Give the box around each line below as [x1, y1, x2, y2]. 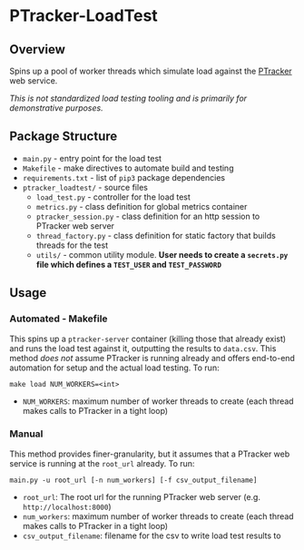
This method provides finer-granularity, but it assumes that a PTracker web [9, 448, 290, 459]
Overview [9, 42, 66, 57]
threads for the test [35, 240, 109, 250]
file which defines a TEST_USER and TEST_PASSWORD [35, 259, 222, 270]
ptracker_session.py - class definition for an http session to [35, 211, 260, 221]
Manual [9, 427, 44, 440]
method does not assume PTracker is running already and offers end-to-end [9, 352, 295, 363]
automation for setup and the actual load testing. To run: [9, 362, 220, 373]
